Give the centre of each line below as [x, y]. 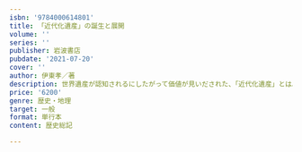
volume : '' [30, 34]
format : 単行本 [36, 117]
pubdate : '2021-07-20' [52, 59]
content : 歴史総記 [41, 126]
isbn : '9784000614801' [52, 17]
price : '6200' [36, 92]
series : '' [30, 42]
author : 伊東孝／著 [42, 76]
